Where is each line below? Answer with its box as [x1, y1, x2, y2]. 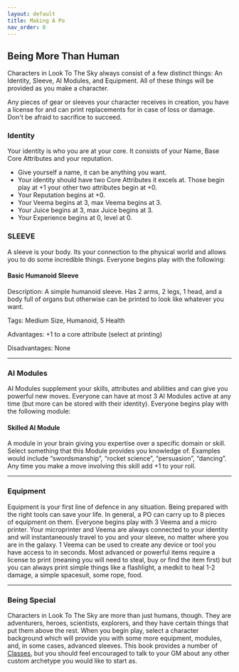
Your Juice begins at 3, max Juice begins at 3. [17, 206, 154, 214]
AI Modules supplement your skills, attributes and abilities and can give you [7, 384, 228, 393]
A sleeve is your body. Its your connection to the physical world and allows [7, 247, 226, 256]
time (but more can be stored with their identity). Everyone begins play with [7, 399, 229, 408]
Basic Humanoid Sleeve [7, 271, 79, 280]
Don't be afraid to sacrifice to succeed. [7, 113, 122, 122]
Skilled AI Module [7, 423, 60, 431]
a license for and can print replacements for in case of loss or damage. [7, 105, 215, 114]
